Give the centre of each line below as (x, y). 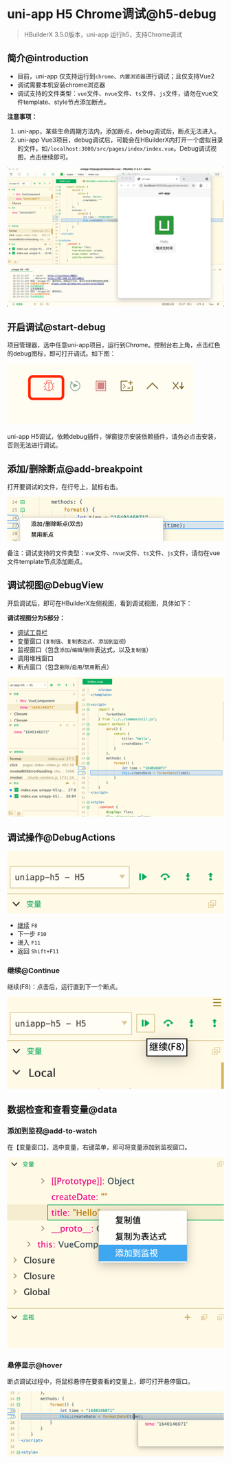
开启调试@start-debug (56, 327)
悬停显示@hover (35, 1365)
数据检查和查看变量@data (62, 1110)
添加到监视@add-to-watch (52, 1131)
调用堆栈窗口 (35, 658)
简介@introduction (48, 58)
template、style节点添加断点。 (66, 102)
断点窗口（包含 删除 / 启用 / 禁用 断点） (65, 667)
